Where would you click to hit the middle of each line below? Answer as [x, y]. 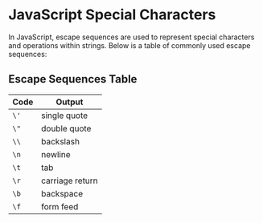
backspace [62, 193]
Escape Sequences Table [73, 79]
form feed [60, 206]
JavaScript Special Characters [112, 15]
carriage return [70, 180]
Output [70, 102]
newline [56, 154]
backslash [61, 141]
